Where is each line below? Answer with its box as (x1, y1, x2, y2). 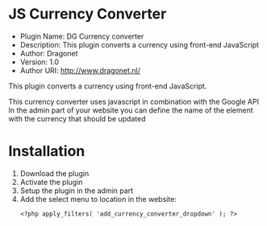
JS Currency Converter (8, 5, 167, 23)
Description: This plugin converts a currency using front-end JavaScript (19, 39, 260, 49)
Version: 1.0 (19, 57, 59, 67)
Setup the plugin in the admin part (19, 186, 134, 195)
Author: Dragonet (19, 48, 78, 58)
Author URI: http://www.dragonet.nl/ (19, 65, 141, 75)
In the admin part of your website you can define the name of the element (8, 105, 254, 115)
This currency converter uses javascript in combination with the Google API (8, 97, 260, 106)
